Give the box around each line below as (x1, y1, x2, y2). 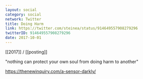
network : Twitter (5, 16, 42, 21)
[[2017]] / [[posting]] (5, 48, 48, 55)
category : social (5, 12, 42, 17)
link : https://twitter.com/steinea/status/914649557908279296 (5, 26, 138, 31)
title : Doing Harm (5, 21, 44, 26)
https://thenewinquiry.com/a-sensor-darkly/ (5, 68, 96, 74)
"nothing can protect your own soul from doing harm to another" (5, 58, 139, 64)
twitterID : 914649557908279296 (5, 30, 71, 35)
